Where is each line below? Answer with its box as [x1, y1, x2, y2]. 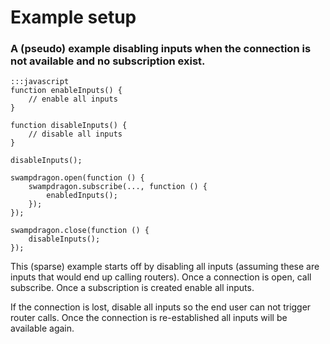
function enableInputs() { [10, 86, 123, 96]
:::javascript [10, 77, 70, 87]
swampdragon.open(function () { [10, 173, 145, 183]
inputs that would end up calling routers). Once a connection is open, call [10, 271, 312, 283]
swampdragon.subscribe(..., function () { [28, 182, 208, 192]
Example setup [10, 6, 137, 29]
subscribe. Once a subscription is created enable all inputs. [10, 282, 255, 294]
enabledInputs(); [46, 191, 118, 201]
